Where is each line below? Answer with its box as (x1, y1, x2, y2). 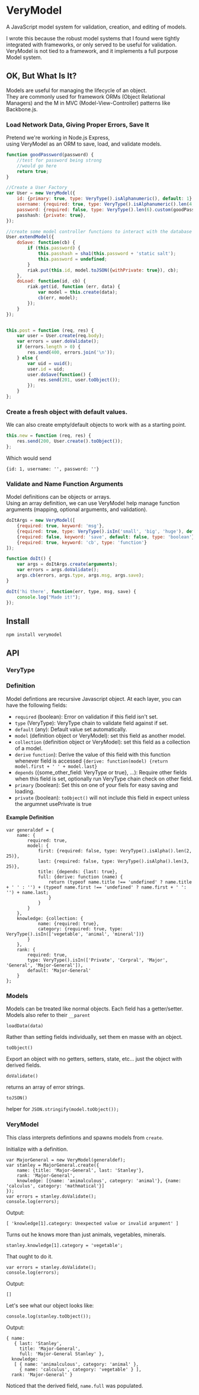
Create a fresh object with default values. (6, 408, 128, 416)
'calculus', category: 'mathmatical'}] (6, 1183, 105, 1189)
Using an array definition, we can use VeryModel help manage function (6, 500, 180, 507)
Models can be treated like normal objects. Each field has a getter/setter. (6, 1005, 184, 1012)
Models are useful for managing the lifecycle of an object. (6, 87, 147, 94)
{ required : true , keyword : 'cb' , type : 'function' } (17, 539, 147, 546)
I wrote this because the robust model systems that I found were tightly (6, 34, 180, 42)
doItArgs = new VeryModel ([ (6, 518, 76, 524)
